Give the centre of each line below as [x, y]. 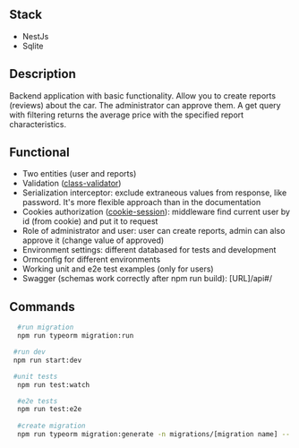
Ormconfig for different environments [91, 260]
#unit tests [35, 376]
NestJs [35, 36]
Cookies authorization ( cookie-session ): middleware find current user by [156, 212]
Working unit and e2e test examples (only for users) [118, 269]
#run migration [46, 327]
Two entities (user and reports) [79, 174]
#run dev [30, 352]
